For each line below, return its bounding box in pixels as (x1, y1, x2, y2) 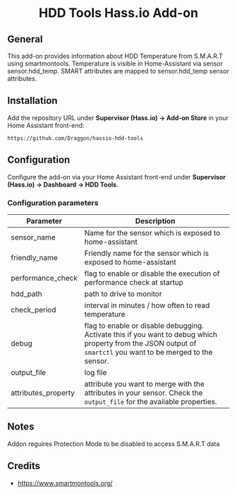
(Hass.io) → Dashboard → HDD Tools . (7, 180, 119, 189)
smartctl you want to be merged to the (84, 347, 213, 357)
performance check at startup (84, 277, 183, 287)
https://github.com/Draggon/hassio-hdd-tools (7, 134, 143, 142)
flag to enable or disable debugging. (84, 320, 205, 330)
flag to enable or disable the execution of (84, 269, 220, 278)
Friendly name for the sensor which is (84, 248, 209, 258)
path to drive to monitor (84, 288, 162, 298)
